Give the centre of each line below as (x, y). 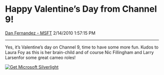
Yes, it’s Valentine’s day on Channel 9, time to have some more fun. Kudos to (82, 47)
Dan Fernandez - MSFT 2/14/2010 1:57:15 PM (50, 33)
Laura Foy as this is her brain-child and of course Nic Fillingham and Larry (80, 52)
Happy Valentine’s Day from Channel (81, 9)
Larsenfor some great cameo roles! (40, 57)
